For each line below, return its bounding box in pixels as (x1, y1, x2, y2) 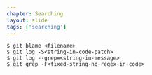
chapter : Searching (6, 10, 64, 18)
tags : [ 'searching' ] (6, 23, 67, 30)
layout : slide (6, 17, 48, 24)
